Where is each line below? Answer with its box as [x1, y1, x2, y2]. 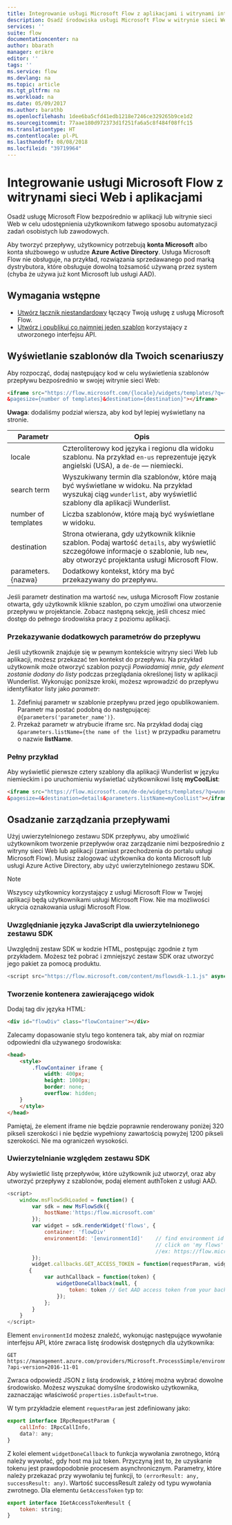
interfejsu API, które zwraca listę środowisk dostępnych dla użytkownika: [7, 1338, 215, 1347]
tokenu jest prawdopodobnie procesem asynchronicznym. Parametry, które [7, 1463, 222, 1472]
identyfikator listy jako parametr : [7, 684, 100, 693]
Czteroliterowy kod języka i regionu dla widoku [61, 444, 214, 453]
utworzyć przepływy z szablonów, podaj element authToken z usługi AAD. [7, 1177, 217, 1185]
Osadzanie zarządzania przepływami [7, 814, 171, 826]
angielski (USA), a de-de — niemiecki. [61, 461, 184, 471]
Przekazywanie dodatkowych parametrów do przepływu [7, 632, 201, 642]
